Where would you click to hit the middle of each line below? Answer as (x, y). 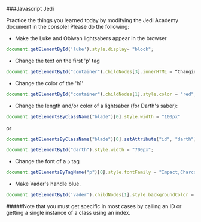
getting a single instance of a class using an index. (68, 213)
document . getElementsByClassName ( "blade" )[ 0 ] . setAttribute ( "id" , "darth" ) (101, 139)
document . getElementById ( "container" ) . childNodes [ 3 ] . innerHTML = (89, 71)
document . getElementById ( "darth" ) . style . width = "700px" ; (80, 150)
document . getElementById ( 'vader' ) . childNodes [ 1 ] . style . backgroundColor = (100, 195)
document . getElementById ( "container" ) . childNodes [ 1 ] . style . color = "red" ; (101, 94)
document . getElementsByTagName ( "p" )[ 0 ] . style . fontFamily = (81, 172)
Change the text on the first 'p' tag (57, 61)
